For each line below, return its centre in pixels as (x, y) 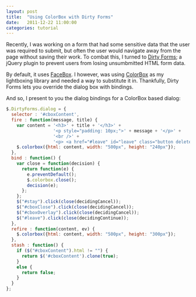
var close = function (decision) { (58, 163)
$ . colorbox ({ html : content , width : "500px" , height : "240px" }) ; (96, 147)
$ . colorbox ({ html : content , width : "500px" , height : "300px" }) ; (96, 234)
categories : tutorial (32, 28)
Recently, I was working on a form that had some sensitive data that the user (98, 45)
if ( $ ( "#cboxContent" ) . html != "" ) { (62, 251)
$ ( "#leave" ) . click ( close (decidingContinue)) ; (73, 218)
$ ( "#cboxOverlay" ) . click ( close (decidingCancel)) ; (78, 212)
